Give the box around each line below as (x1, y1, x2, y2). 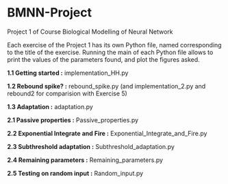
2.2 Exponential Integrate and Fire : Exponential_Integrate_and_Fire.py (7, 129, 207, 137)
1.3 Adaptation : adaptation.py (7, 102, 94, 111)
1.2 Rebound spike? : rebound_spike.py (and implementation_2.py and (7, 82, 206, 90)
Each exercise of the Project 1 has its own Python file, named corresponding (7, 41, 222, 49)
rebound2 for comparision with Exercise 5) (7, 89, 128, 97)
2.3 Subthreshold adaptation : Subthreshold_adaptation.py (7, 142, 175, 150)
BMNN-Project (7, 5, 92, 21)
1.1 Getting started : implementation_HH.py (7, 69, 129, 77)
